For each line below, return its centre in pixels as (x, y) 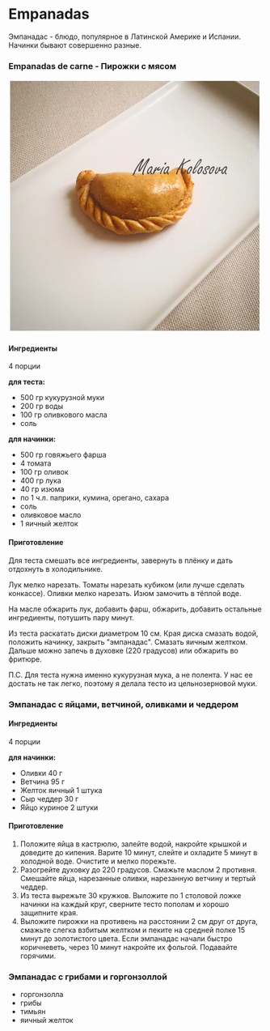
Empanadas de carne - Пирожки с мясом (93, 66)
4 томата (36, 463)
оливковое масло (51, 515)
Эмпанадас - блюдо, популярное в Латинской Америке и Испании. (124, 36)
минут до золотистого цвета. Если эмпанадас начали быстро (126, 938)
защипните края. (49, 913)
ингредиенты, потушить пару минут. (72, 617)
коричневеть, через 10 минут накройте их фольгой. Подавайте (129, 947)
